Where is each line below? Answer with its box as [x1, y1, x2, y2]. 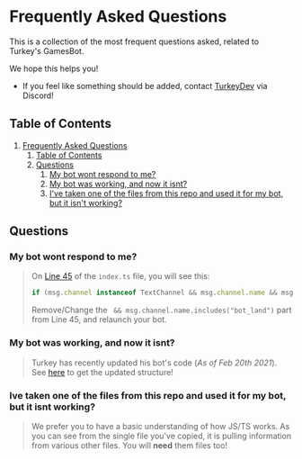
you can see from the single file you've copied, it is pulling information [31, 430, 292, 441]
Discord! [22, 90, 54, 101]
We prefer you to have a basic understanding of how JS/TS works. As [31, 420, 290, 431]
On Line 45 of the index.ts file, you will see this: [31, 271, 210, 282]
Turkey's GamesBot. [9, 45, 84, 56]
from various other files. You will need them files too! [31, 439, 227, 451]
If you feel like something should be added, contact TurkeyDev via [22, 80, 268, 91]
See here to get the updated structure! [31, 366, 173, 377]
